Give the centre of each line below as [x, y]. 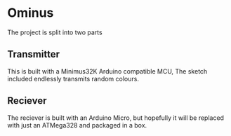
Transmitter [33, 54]
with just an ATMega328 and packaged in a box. [77, 125]
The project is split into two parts [55, 32]
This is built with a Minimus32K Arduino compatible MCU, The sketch [107, 71]
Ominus [31, 13]
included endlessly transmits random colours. [73, 79]
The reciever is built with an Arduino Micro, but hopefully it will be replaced [116, 118]
